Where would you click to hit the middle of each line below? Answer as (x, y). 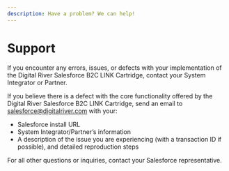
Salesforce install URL (49, 124)
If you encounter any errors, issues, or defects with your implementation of (114, 68)
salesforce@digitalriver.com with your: (62, 111)
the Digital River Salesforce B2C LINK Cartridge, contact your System (106, 75)
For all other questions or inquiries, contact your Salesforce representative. (115, 160)
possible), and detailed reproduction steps (78, 147)
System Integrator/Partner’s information (74, 132)
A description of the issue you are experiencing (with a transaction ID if (119, 139)
